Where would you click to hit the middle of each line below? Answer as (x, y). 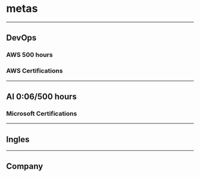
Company (25, 167)
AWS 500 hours (29, 55)
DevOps (21, 38)
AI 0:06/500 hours (42, 96)
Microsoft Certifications (42, 113)
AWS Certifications (35, 71)
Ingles (18, 139)
